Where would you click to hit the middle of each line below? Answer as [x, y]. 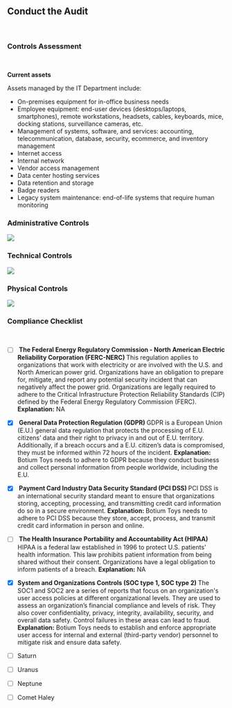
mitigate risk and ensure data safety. [69, 642]
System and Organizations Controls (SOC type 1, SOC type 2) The [113, 582]
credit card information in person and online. [81, 526]
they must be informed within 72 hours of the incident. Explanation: [114, 453]
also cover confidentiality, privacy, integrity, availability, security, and [115, 612]
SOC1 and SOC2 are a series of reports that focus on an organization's [118, 591]
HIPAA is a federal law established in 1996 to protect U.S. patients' [111, 547]
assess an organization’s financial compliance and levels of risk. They [116, 605]
